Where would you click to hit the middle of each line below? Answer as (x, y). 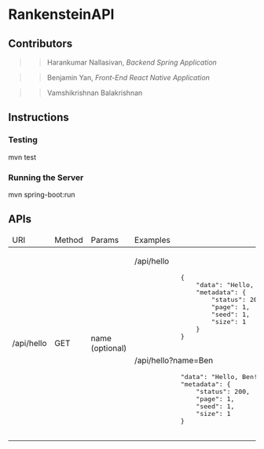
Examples (152, 240)
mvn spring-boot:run (42, 194)
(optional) (109, 348)
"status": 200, (223, 391)
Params (105, 240)
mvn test (22, 157)
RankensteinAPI (61, 15)
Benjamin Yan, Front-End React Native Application (128, 77)
